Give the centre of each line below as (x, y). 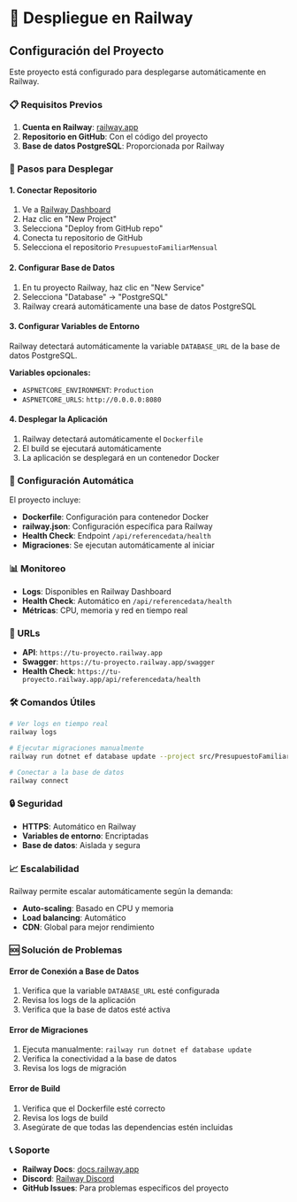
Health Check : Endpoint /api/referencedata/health (117, 536)
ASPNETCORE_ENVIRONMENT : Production (88, 389)
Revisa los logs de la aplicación (79, 1000)
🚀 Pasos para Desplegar (61, 169)
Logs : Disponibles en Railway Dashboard (97, 591)
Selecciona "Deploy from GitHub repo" (92, 228)
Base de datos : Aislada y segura (81, 845)
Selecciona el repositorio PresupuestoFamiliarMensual (120, 248)
